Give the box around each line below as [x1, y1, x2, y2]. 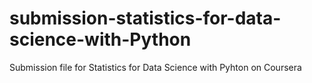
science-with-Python [9, 28, 192, 51]
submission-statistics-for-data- [9, 7, 282, 30]
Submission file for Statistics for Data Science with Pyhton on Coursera [9, 61, 302, 73]
